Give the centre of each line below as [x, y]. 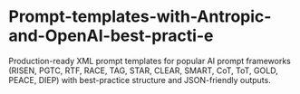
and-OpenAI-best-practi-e [111, 36]
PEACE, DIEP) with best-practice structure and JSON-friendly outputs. [140, 80]
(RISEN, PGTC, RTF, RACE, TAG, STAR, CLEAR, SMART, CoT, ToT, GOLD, [143, 70]
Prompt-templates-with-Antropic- [140, 17]
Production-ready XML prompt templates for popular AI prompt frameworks [150, 61]
